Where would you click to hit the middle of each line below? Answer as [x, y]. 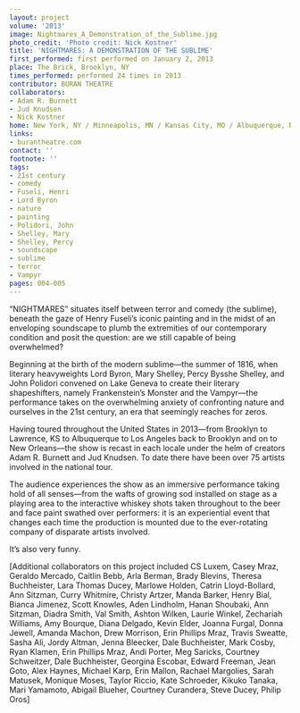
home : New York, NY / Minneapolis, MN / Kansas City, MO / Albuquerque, [147, 126]
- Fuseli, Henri [39, 192]
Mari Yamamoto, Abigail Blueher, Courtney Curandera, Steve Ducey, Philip [145, 690]
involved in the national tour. [61, 466]
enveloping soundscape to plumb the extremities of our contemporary [138, 328]
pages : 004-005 [37, 283]
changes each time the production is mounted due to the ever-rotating [138, 522]
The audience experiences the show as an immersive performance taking [145, 484]
